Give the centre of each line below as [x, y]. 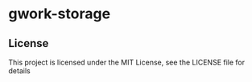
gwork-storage [60, 14]
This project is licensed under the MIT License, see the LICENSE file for [127, 62]
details [19, 71]
